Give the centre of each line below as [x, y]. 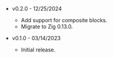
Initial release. [38, 50]
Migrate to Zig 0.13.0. [47, 27]
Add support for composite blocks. [64, 20]
